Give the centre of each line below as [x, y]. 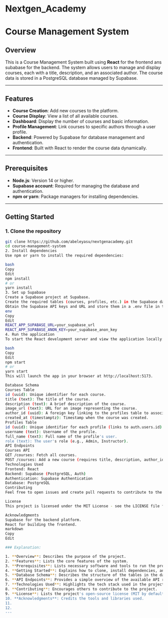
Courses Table [20, 390]
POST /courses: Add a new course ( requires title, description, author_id [85, 460]
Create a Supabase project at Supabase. [48, 297]
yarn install [19, 288]
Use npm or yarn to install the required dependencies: [64, 256]
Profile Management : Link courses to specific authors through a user [84, 127]
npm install [17, 279]
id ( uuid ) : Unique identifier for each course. [56, 394]
